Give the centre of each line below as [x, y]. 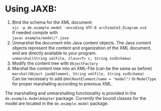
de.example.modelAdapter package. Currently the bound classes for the [76, 98]
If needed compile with [35, 32]
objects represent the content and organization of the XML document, [81, 48]
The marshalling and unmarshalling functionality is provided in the [71, 93]
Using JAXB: [31, 9]
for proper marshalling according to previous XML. [62, 83]
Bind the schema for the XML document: [52, 22]
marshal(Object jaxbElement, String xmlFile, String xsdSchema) [78, 74]
